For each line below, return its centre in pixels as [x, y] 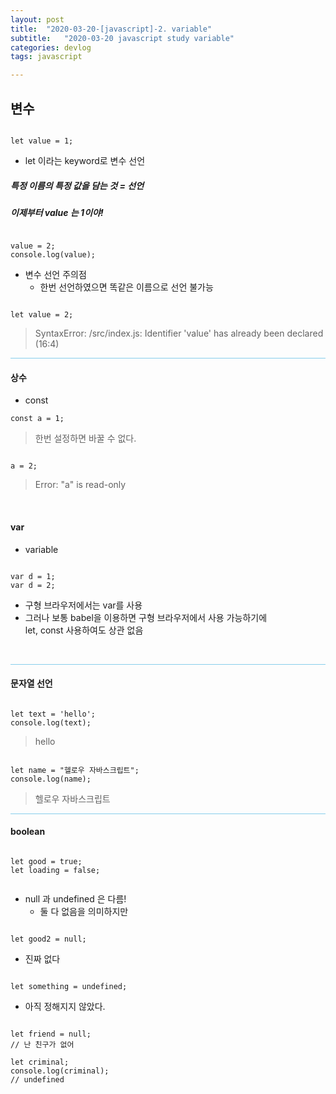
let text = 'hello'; [53, 714]
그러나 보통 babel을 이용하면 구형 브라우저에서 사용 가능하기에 [146, 617]
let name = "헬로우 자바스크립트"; [75, 770]
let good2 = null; [48, 939]
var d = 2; [33, 585]
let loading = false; [55, 871]
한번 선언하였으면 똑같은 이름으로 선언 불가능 [126, 287]
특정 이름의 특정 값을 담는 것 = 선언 [77, 185]
